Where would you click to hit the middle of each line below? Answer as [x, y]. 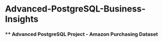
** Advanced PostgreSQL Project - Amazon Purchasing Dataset [81, 34]
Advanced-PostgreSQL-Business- [75, 9]
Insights [22, 19]
